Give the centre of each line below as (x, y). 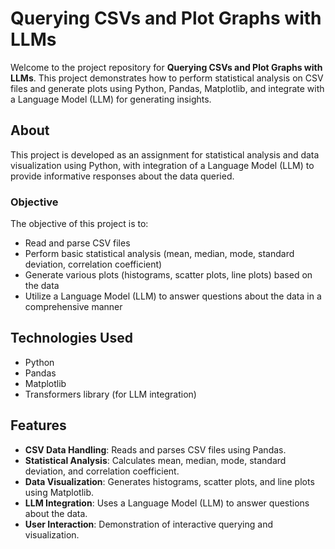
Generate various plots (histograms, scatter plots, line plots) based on (168, 275)
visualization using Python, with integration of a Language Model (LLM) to (162, 165)
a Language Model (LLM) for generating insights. (111, 99)
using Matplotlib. (59, 492)
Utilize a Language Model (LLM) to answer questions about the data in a (173, 296)
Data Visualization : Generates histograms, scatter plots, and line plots (169, 481)
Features (38, 425)
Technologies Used (71, 338)
